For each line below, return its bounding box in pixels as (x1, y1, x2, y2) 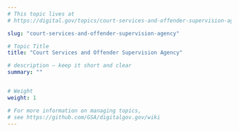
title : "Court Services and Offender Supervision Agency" (7, 49, 183, 57)
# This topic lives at (7, 10, 75, 18)
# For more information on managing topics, (7, 107, 142, 114)
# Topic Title (7, 43, 50, 50)
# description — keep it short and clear (7, 62, 132, 70)
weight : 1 (7, 94, 37, 101)
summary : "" (7, 69, 43, 76)
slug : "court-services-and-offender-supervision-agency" (7, 30, 180, 37)
